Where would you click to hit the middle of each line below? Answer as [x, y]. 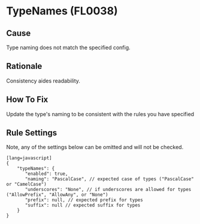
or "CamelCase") [26, 184]
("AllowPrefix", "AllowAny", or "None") [57, 195]
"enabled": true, [46, 174]
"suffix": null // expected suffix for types [83, 205]
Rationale [24, 66]
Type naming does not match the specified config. [68, 47]
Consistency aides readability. [43, 81]
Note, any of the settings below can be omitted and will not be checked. [95, 147]
